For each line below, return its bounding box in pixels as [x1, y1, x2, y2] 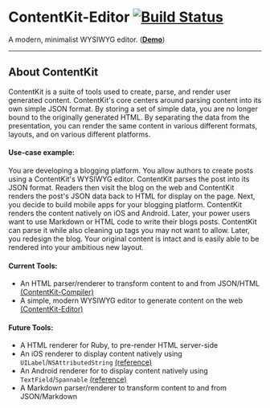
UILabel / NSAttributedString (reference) [19, 357, 153, 367]
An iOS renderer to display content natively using [19, 349, 182, 359]
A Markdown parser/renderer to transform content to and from [19, 383, 227, 393]
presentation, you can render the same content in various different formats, [8, 120, 258, 130]
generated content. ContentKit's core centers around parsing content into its [8, 95, 262, 104]
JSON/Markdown [19, 392, 78, 402]
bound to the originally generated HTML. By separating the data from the [8, 112, 250, 122]
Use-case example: [8, 148, 75, 157]
